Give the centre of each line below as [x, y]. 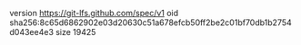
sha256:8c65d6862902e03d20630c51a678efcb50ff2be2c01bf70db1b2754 [151, 22]
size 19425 [76, 32]
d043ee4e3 [32, 32]
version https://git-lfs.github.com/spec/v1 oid [94, 13]
